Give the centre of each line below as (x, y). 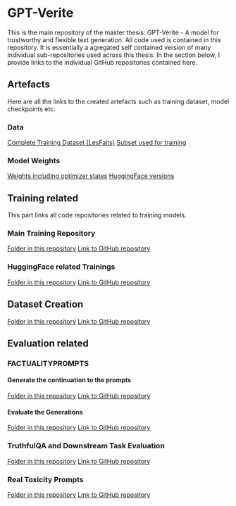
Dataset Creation (45, 304)
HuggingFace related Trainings (61, 267)
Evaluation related (48, 343)
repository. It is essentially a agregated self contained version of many (109, 47)
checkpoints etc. (32, 109)
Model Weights (34, 160)
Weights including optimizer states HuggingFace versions (91, 176)
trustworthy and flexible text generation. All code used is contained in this (114, 39)
